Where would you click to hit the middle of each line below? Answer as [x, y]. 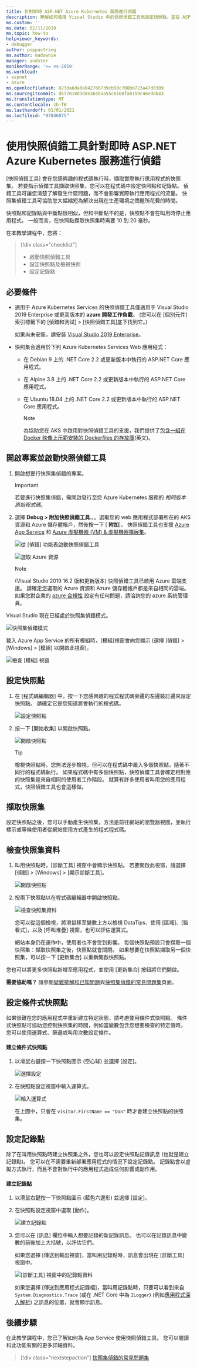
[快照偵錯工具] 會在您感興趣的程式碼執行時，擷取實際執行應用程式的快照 [94, 179]
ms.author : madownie [31, 55]
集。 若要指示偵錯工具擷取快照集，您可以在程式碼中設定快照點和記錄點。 [94, 186]
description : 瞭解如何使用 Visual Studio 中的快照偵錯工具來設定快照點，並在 [93, 17]
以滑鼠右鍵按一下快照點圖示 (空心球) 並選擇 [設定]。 [77, 1061]
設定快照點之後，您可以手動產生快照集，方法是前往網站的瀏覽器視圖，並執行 [98, 822]
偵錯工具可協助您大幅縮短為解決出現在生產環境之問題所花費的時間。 [98, 201]
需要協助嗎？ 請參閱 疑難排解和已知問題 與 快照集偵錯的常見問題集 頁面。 [91, 982]
